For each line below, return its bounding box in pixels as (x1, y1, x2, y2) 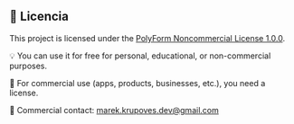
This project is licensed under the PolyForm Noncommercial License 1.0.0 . (9, 32, 286, 43)
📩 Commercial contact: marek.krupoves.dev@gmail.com (9, 104, 219, 115)
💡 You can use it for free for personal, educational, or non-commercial (9, 50, 271, 61)
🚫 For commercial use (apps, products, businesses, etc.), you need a (9, 77, 266, 88)
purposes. (9, 60, 48, 71)
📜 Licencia (9, 9, 70, 24)
